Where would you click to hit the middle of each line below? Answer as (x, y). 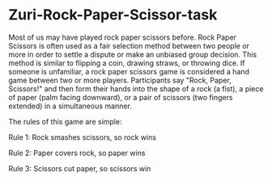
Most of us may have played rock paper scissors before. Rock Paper (123, 37)
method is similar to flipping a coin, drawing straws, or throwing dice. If (127, 63)
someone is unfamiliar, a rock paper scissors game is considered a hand (129, 71)
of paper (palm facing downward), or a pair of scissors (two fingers (121, 97)
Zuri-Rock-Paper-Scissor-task (113, 15)
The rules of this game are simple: (65, 121)
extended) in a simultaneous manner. (70, 106)
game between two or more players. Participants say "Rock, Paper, (120, 80)
